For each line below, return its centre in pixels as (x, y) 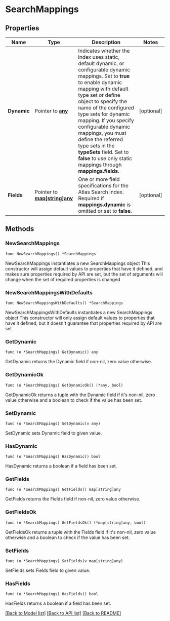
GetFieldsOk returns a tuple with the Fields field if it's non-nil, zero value (80, 532)
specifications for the (103, 186)
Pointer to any (51, 111)
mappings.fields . (99, 171)
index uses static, (99, 57)
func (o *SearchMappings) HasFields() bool (52, 594)
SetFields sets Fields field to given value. (48, 570)
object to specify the (103, 101)
